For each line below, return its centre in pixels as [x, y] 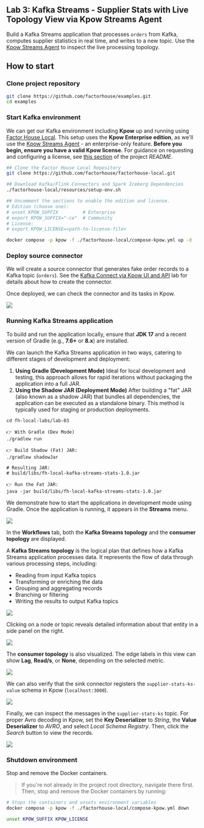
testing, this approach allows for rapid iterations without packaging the [104, 377]
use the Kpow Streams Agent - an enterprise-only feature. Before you [94, 144]
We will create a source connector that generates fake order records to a [97, 269]
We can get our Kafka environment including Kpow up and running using [98, 131]
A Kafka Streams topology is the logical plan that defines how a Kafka [95, 551]
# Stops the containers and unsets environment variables [81, 802]
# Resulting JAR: [28, 468]
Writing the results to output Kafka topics [67, 601]
